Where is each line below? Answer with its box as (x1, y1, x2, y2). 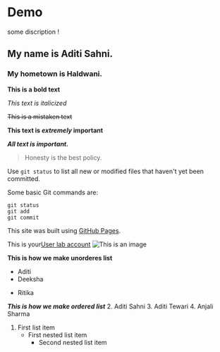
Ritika (17, 288, 34, 296)
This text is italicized (7, 99, 67, 107)
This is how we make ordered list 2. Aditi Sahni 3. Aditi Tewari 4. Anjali (7, 302, 214, 310)
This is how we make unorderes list (7, 253, 113, 262)
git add (7, 208, 30, 215)
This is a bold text (7, 85, 61, 94)
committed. (7, 174, 41, 183)
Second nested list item (38, 338, 107, 346)
